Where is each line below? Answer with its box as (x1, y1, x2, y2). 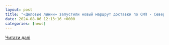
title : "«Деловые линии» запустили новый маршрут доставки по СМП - (5, 12, 152, 17)
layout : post (5, 7, 33, 12)
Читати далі (5, 35, 31, 41)
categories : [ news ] (5, 21, 46, 26)
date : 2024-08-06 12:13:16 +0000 (5, 16, 75, 21)
